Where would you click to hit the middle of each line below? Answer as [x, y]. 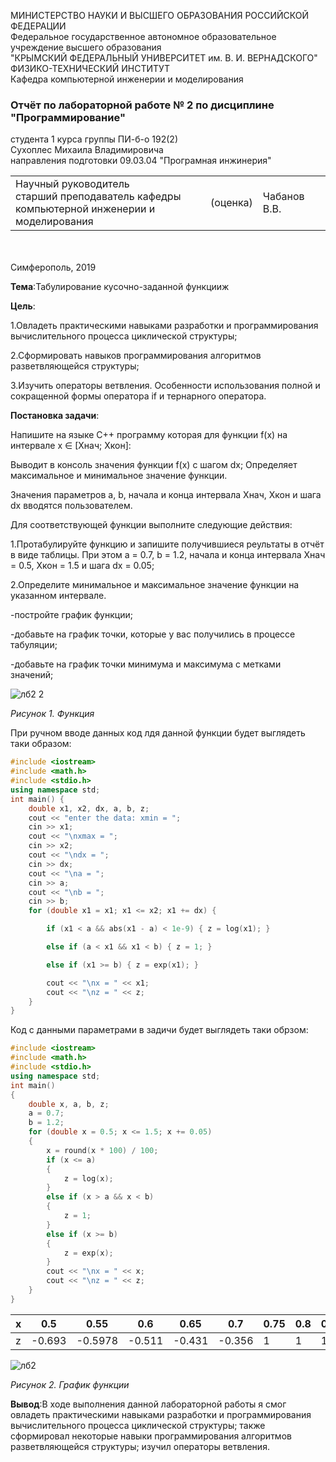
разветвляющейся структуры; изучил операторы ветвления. [140, 1446]
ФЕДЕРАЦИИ [38, 26]
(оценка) [231, 203]
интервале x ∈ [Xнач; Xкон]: [71, 446]
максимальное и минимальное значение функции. [119, 476]
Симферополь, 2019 [53, 267]
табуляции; [34, 645]
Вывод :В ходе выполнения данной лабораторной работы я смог [148, 1404]
